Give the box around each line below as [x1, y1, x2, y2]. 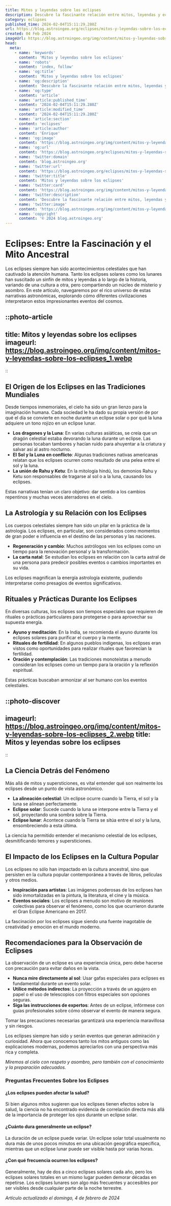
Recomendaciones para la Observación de [5, 938, 142, 947]
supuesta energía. [5, 619, 43, 625]
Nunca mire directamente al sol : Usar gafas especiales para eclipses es [12, 975, 165, 981]
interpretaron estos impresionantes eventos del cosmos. [5, 298, 124, 304]
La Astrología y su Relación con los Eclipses [5, 509, 147, 517]
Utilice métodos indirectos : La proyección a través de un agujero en [12, 986, 157, 992]
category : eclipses [5, 17, 47, 22]
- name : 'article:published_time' [14, 97, 88, 102]
